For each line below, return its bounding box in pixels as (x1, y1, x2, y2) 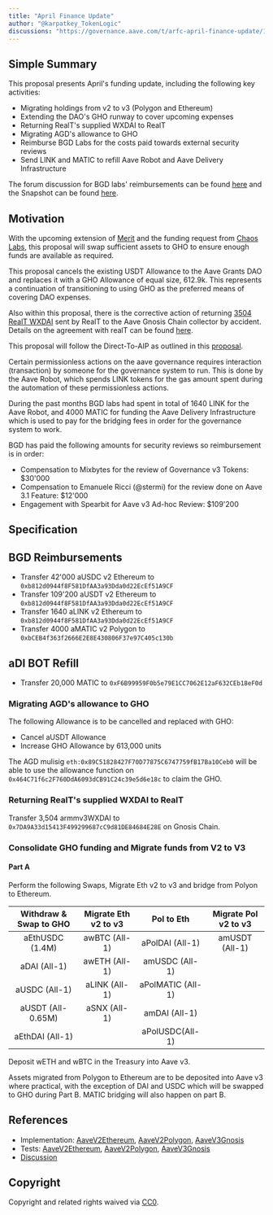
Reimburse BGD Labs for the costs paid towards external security (19, 138, 240, 147)
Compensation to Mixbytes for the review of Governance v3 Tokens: (19, 465, 249, 474)
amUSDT (218, 932, 253, 943)
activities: (8, 87, 41, 98)
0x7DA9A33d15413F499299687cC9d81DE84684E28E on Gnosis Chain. (8, 821, 221, 831)
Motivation (8, 212, 65, 225)
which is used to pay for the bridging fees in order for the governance (8, 416, 242, 426)
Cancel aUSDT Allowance (19, 732, 106, 742)
